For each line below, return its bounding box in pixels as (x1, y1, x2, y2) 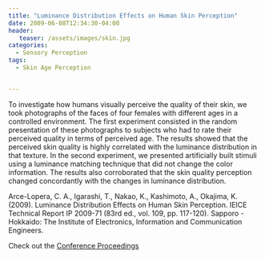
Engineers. (8, 225, 44, 235)
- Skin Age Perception (15, 64, 91, 72)
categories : (8, 42, 48, 50)
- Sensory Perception (15, 49, 88, 57)
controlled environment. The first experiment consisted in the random (8, 117, 238, 126)
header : (8, 26, 34, 34)
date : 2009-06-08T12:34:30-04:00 (8, 19, 120, 27)
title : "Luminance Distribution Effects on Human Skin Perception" (8, 11, 239, 20)
